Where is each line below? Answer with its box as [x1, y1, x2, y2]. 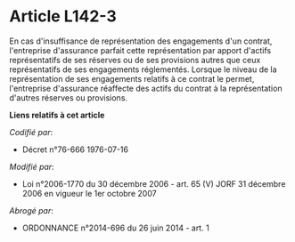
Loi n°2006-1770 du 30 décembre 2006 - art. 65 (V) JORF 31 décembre [21, 178, 286, 189]
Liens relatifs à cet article [9, 109, 105, 120]
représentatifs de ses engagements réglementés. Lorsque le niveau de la [9, 64, 278, 75]
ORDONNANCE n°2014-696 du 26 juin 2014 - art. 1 [21, 222, 209, 233]
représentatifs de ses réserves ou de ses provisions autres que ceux [9, 54, 261, 65]
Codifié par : [9, 126, 53, 137]
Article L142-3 [9, 6, 118, 27]
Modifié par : [9, 161, 55, 172]
